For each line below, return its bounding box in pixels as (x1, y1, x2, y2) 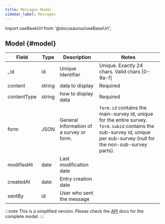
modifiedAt (7, 161, 33, 168)
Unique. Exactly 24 (99, 62, 143, 69)
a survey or (59, 129, 86, 136)
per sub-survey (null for (99, 135, 155, 142)
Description (63, 54, 91, 61)
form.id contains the (99, 104, 147, 111)
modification (59, 161, 89, 168)
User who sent (59, 190, 93, 197)
